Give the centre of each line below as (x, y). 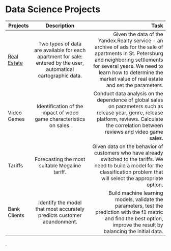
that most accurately (60, 209)
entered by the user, (60, 63)
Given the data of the (138, 34)
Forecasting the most (60, 159)
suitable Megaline (60, 165)
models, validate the (139, 199)
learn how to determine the (131, 72)
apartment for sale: (60, 56)
